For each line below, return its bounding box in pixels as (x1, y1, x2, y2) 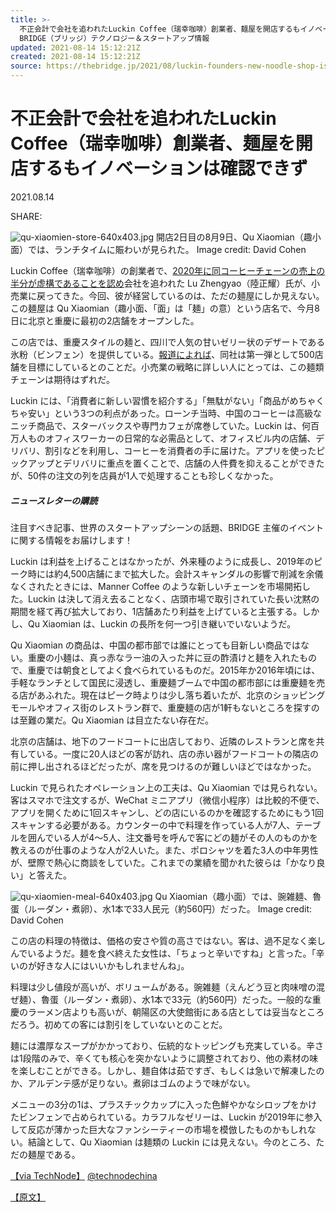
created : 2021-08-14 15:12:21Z (10, 52, 141, 62)
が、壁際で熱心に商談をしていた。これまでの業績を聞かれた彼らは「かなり (10, 856, 317, 868)
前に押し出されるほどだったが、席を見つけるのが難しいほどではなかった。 (10, 760, 317, 772)
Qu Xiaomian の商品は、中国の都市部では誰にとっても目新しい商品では (10, 639, 302, 651)
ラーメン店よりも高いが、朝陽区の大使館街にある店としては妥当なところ (27, 1006, 325, 1018)
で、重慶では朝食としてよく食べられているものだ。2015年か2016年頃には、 (10, 664, 321, 676)
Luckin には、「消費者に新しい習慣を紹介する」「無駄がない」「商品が (10, 394, 290, 406)
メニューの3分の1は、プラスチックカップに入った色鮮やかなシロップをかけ (10, 1098, 318, 1110)
